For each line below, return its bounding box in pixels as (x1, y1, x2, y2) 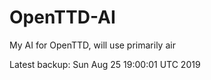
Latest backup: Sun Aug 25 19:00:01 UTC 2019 (9, 58, 201, 70)
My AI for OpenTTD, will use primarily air (9, 39, 176, 51)
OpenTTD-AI (9, 6, 116, 29)
